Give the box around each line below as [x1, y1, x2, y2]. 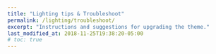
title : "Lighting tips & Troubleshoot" [7, 10, 125, 18]
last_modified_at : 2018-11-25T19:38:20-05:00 [7, 29, 143, 37]
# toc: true [7, 36, 42, 43]
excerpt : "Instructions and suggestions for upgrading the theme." [7, 23, 210, 30]
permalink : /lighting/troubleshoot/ [7, 17, 115, 24]
